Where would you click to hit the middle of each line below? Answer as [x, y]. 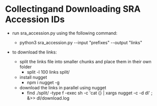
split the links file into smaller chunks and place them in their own [85, 61]
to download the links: [35, 52]
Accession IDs [35, 19]
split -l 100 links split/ [48, 72]
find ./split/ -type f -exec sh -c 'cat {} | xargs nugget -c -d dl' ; [90, 93]
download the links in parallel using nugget [63, 87]
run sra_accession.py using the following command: [65, 33]
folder [26, 67]
